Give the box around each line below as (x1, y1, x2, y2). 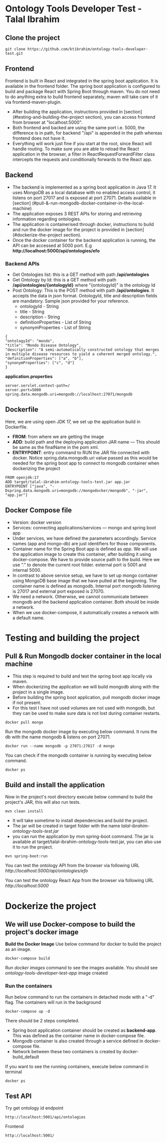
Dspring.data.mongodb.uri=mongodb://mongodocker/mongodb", (5, 488, 131, 493)
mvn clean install (5, 809, 43, 814)
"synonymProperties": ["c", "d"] (5, 360, 75, 365)
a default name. (12, 615, 45, 621)
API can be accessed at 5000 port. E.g (12, 242, 92, 248)
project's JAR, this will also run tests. (5, 799, 81, 805)
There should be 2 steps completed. (5, 1017, 80, 1023)
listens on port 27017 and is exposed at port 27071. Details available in (12, 195, 157, 201)
